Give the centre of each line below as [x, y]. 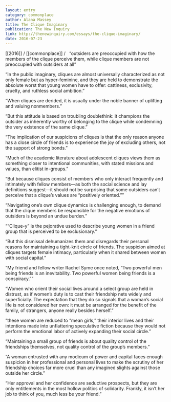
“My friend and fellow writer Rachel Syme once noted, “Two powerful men [84, 267]
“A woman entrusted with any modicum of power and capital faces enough [84, 357]
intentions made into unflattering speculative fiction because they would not [85, 326]
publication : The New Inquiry [38, 29]
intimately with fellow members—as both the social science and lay [76, 184]
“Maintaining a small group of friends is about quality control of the [76, 341]
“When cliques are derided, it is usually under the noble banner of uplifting [84, 100]
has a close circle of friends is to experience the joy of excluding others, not [85, 142]
